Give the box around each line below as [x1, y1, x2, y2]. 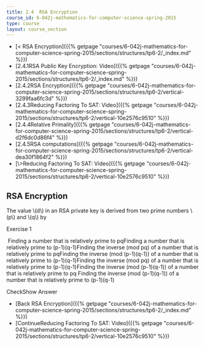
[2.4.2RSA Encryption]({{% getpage [15, 82, 106, 89]
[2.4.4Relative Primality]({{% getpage [15, 121, 110, 129]
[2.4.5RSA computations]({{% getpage [15, 140, 113, 148]
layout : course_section [6, 26, 67, 32]
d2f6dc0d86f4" [15, 134, 55, 141]
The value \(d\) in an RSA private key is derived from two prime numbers [6, 207, 189, 214]
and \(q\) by [17, 214, 47, 221]
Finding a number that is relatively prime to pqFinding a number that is [7, 237, 185, 245]
